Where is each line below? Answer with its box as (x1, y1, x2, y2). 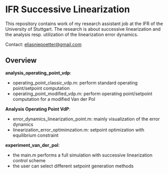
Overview (5, 56, 37, 65)
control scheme (12, 157, 46, 163)
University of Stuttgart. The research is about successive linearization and (5, 26, 161, 32)
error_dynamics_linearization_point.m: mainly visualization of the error (12, 116, 160, 122)
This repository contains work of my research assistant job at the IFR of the (5, 20, 163, 27)
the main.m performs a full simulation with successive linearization (12, 152, 153, 158)
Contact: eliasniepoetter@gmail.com (5, 41, 82, 47)
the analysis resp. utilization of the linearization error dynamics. (5, 31, 138, 37)
